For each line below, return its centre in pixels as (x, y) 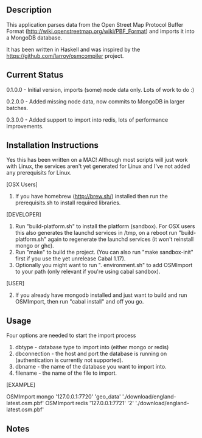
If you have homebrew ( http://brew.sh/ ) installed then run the (92, 196)
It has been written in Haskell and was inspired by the (73, 49)
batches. (17, 108)
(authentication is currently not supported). (69, 360)
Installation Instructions (53, 145)
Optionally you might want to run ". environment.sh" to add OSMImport (104, 265)
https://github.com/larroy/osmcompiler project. (65, 56)
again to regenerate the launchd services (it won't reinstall (121, 239)
